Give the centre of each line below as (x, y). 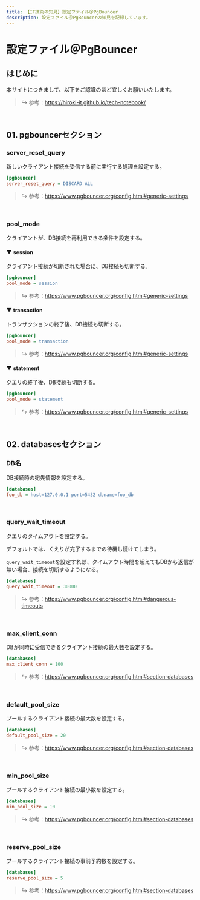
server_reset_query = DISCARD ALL (50, 184)
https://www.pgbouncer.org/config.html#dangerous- (110, 599)
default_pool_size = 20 (36, 735)
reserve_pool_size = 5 (35, 878)
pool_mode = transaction (37, 341)
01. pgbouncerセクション (54, 135)
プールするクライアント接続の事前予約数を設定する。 (73, 861)
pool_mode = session (32, 284)
